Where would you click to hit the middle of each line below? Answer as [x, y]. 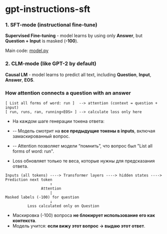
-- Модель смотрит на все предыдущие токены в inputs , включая [84, 131]
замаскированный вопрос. [41, 136]
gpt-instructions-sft [48, 9]
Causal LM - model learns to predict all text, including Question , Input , [78, 74]
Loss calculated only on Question [63, 206]
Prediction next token [29, 180]
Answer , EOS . [20, 80]
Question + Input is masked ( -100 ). [42, 41]
